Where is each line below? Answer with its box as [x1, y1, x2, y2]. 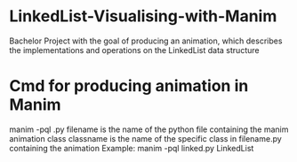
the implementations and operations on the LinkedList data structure [9, 44, 260, 55]
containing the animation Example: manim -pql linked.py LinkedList [9, 143, 254, 153]
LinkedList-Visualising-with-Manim [9, 6, 277, 27]
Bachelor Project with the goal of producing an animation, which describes [9, 35, 283, 46]
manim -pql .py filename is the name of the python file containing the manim [9, 124, 289, 135]
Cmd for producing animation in [9, 76, 249, 96]
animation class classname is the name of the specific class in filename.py [9, 133, 282, 143]
